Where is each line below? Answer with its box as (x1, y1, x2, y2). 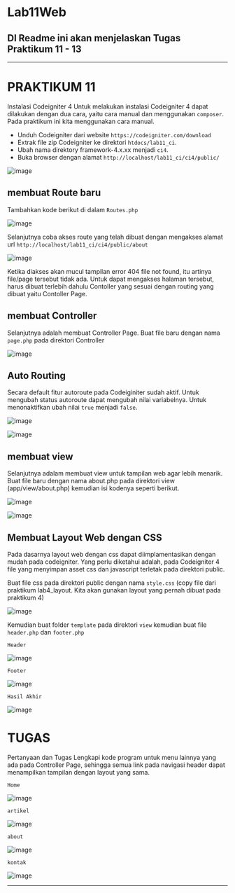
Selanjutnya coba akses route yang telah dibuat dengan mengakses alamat (7, 233, 224, 241)
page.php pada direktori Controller (7, 335, 105, 344)
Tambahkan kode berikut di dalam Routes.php (7, 205, 138, 214)
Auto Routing (7, 369, 66, 382)
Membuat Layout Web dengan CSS (7, 532, 162, 544)
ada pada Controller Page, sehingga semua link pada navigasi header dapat (7, 761, 226, 769)
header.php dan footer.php (7, 628, 85, 636)
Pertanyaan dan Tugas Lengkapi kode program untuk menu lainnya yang (7, 753, 217, 761)
